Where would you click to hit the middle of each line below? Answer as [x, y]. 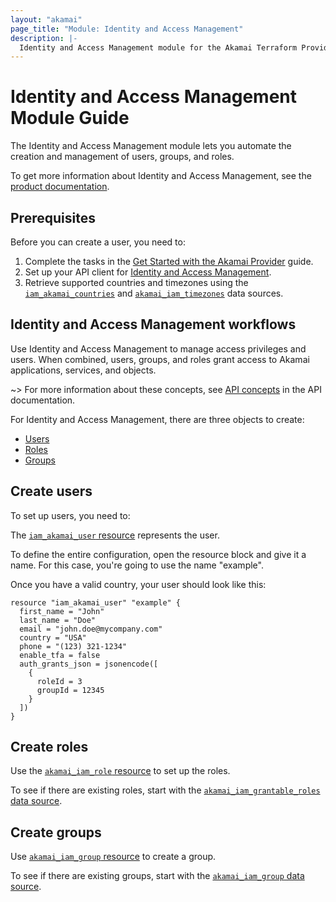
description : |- [44, 38]
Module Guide [70, 118]
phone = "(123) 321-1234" [73, 646]
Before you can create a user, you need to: [98, 242]
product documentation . [60, 187]
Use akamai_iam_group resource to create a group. [113, 857]
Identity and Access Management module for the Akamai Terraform [158, 47]
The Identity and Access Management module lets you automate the [151, 146]
